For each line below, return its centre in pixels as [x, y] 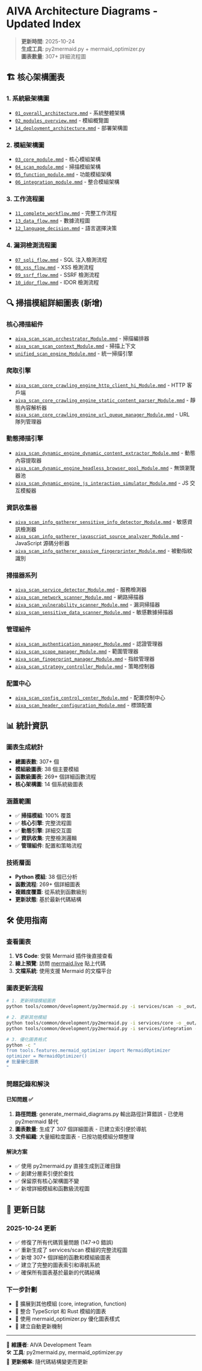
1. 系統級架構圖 [28, 99]
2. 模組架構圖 [25, 145]
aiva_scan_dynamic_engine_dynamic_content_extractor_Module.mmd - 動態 [105, 452]
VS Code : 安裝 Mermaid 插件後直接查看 [64, 955]
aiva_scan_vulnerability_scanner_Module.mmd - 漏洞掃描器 [87, 605]
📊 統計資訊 [27, 726]
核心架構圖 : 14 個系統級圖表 [49, 784]
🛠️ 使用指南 [27, 920]
